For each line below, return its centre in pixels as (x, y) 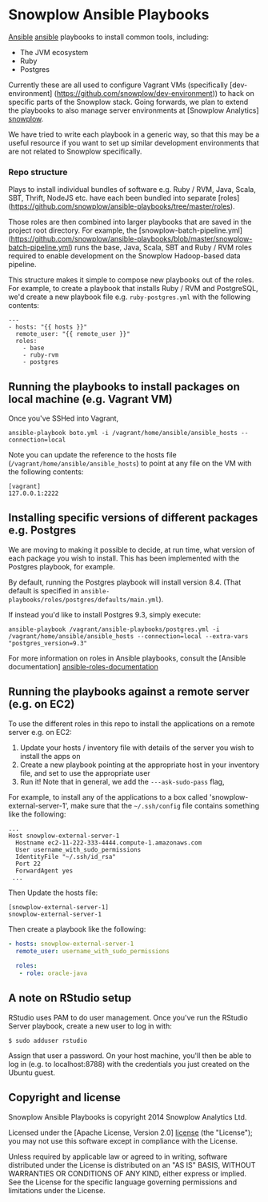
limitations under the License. (57, 1190)
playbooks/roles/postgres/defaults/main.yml (84, 600)
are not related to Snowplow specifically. (75, 151)
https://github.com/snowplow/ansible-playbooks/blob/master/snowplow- (132, 239)
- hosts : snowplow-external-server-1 (71, 944)
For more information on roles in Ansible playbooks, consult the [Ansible (127, 658)
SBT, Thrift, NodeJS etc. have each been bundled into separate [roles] (124, 198)
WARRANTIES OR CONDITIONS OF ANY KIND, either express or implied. (127, 1173)
